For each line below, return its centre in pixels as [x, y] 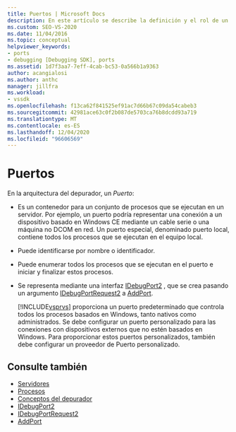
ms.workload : [26, 93]
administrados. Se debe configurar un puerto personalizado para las [117, 322]
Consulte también [47, 367]
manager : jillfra [33, 86]
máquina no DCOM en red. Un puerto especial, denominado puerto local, [123, 230]
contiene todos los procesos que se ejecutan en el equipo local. [110, 237]
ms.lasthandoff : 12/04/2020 [49, 132]
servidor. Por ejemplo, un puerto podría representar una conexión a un [120, 215]
